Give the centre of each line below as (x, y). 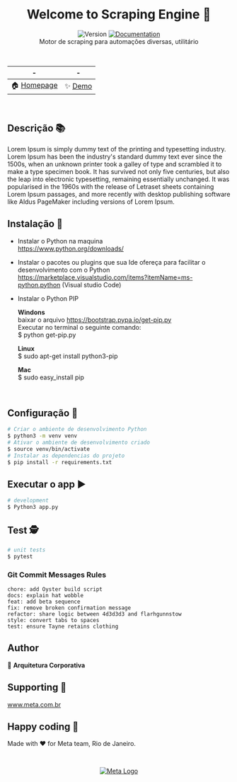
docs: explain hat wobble (45, 596)
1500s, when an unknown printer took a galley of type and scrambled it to (115, 164)
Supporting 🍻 (37, 688)
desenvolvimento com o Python (64, 270)
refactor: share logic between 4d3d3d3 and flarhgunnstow (94, 614)
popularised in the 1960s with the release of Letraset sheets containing (111, 186)
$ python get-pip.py (47, 335)
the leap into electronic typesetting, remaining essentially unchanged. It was (118, 179)
